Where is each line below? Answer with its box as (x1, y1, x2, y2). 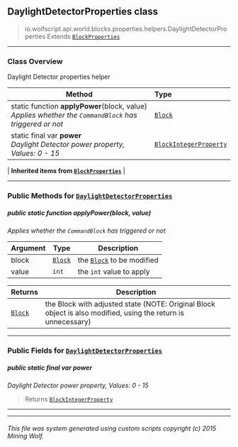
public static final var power (7, 363, 92, 372)
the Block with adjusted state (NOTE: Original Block (45, 299, 216, 309)
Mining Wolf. (7, 432, 44, 441)
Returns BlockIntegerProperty (24, 394, 113, 403)
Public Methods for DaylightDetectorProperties (7, 191, 173, 201)
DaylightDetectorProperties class (7, 6, 159, 18)
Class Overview (7, 56, 63, 66)
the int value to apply (77, 267, 150, 276)
